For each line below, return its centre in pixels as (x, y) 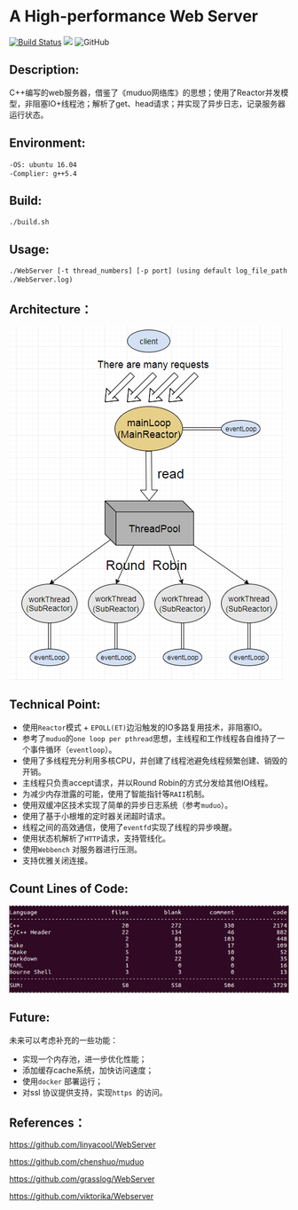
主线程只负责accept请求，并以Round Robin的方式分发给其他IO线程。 (147, 782)
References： (47, 1123)
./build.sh (29, 222)
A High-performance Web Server (134, 16)
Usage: (30, 249)
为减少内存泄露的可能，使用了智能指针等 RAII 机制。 (116, 794)
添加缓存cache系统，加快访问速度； (88, 1070)
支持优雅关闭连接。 (57, 860)
